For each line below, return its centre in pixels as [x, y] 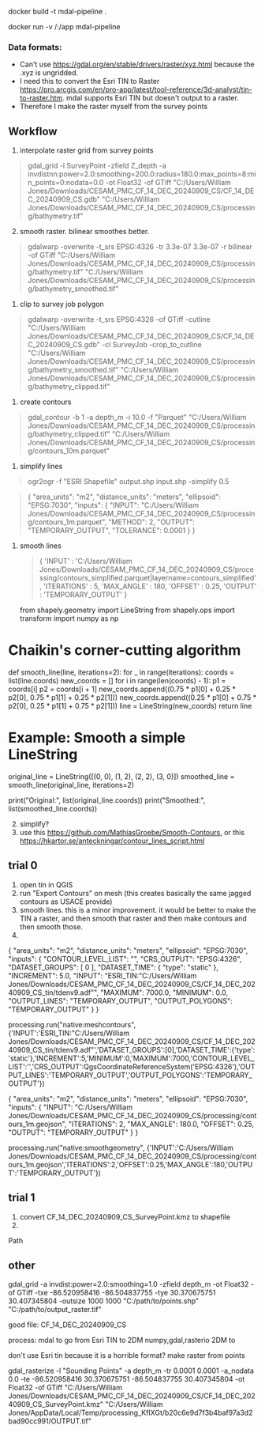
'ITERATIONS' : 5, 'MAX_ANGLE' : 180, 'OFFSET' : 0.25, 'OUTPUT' [150, 586]
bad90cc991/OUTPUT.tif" [50, 1421]
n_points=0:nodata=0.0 [65, 183]
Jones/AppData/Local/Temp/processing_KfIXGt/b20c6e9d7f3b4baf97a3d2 [131, 1413]
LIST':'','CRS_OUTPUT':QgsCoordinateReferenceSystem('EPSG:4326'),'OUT [132, 1066]
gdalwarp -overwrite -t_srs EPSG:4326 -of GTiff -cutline [119, 319]
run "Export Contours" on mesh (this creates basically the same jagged [135, 893]
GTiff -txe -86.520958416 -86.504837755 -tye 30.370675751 [116, 1293]
